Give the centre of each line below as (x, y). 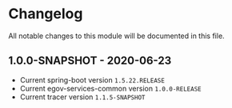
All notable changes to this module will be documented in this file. (117, 36)
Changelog (46, 14)
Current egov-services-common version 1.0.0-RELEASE (110, 88)
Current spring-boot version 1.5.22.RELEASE (92, 79)
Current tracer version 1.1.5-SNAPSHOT (82, 97)
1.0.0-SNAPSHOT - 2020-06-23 (90, 61)
